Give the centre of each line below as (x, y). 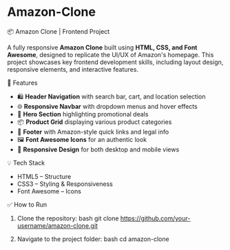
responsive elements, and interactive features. (73, 69)
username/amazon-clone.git (57, 225)
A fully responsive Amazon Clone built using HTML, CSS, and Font (102, 47)
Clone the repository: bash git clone (68, 218)
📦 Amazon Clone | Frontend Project (59, 31)
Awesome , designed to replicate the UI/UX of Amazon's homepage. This (111, 54)
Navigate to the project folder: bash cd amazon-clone (93, 239)
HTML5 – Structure (44, 176)
